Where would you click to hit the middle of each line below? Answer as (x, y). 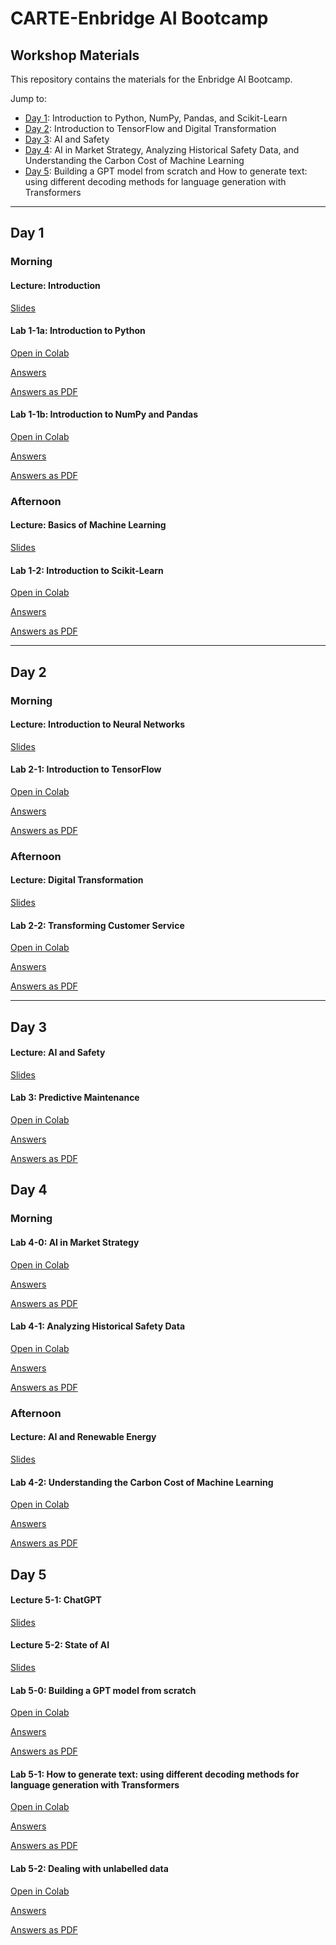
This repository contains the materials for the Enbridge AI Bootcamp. (151, 79)
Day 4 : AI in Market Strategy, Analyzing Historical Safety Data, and (162, 150)
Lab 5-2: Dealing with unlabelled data (89, 1868)
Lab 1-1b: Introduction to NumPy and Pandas (104, 414)
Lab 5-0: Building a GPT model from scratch (103, 1690)
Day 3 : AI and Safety (67, 139)
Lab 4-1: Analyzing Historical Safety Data (98, 1326)
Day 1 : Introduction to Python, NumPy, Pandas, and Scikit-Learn (156, 118)
